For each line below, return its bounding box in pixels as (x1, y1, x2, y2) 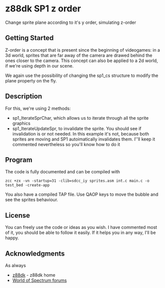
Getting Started (5, 34, 54, 42)
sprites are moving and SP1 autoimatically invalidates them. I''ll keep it (12, 136, 155, 142)
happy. (5, 235, 19, 241)
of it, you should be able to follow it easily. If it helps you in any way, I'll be (5, 229, 156, 236)
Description (5, 92, 42, 101)
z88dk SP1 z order (5, 3, 81, 14)
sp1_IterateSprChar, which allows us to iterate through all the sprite (12, 115, 149, 121)
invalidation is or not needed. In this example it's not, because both (12, 131, 150, 137)
